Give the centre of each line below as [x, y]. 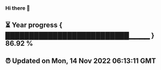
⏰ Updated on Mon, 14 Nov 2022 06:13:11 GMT [81, 61]
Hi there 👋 [18, 8]
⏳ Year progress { [34, 25]
